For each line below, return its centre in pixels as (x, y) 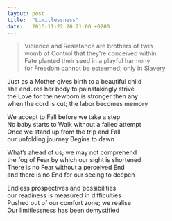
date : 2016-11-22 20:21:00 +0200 (59, 26)
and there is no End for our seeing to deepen (71, 175)
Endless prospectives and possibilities (62, 188)
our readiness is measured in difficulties (64, 195)
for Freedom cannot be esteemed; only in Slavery (95, 68)
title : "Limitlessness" (43, 20)
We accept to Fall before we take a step (64, 117)
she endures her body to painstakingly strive (71, 89)
